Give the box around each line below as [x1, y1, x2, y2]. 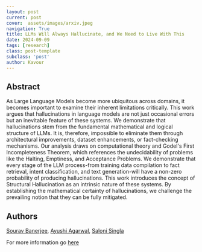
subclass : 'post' [6, 54, 50, 60]
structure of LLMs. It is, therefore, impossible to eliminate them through [6, 130, 183, 137]
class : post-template [6, 48, 61, 54]
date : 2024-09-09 [6, 37, 50, 43]
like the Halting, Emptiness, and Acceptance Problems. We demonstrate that [6, 155, 196, 163]
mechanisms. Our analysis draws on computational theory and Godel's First [6, 142, 195, 150]
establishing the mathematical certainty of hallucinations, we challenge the [6, 187, 192, 195]
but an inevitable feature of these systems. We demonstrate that [6, 117, 166, 124]
